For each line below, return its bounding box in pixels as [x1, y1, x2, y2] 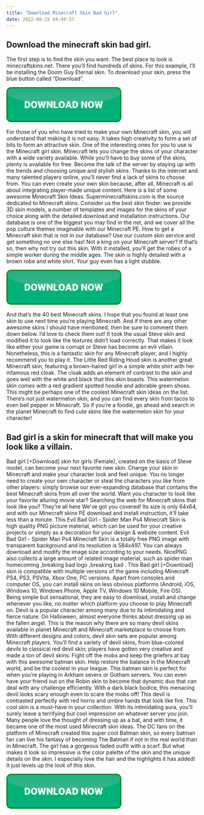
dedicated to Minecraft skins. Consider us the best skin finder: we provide [6, 200, 191, 207]
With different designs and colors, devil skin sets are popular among [6, 632, 177, 640]
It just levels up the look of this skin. [6, 761, 96, 769]
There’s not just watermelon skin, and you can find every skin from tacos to [6, 395, 195, 402]
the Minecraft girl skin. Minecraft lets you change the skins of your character [6, 148, 198, 155]
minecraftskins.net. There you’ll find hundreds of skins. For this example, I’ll [6, 62, 195, 69]
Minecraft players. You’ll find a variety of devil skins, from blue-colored [6, 639, 184, 646]
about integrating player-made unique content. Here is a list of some [6, 186, 177, 194]
